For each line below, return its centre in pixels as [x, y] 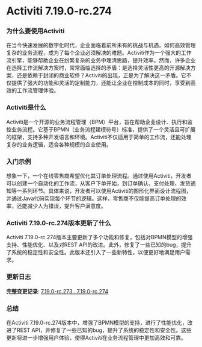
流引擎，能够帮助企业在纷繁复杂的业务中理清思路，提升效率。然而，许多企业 [101, 60]
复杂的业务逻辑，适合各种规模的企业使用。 [59, 144]
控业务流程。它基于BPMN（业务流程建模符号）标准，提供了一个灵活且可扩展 [101, 129]
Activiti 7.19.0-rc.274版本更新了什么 [59, 223]
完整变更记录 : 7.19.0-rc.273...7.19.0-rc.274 [57, 291]
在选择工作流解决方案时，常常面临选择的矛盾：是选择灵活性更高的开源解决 [98, 68]
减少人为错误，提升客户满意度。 [66, 206]
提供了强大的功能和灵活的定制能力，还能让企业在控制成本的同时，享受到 [101, 83]
